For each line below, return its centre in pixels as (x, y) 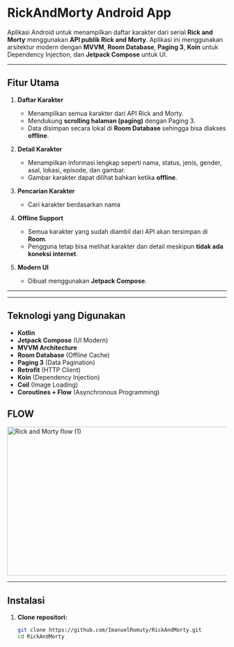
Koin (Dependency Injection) (58, 377)
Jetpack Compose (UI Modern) (63, 340)
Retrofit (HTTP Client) (49, 370)
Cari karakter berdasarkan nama (74, 204)
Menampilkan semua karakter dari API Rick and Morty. (106, 113)
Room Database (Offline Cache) (63, 355)
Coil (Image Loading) (48, 385)
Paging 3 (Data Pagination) (56, 362)
